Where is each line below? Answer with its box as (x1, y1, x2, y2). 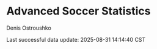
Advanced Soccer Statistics (6, 4, 151, 18)
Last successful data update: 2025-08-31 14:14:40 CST (6, 36, 146, 43)
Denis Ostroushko (6, 24, 52, 31)
